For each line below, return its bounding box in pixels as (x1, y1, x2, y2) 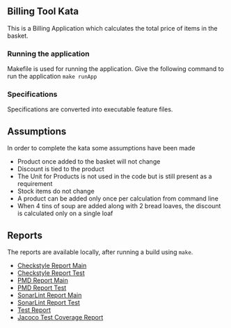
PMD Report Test (17, 283, 67, 292)
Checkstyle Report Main (17, 261, 87, 270)
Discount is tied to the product (17, 165, 104, 173)
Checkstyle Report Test (17, 269, 85, 277)
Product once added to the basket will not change (17, 157, 161, 166)
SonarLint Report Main (17, 291, 82, 299)
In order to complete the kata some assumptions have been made (7, 144, 196, 153)
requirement (17, 180, 53, 188)
